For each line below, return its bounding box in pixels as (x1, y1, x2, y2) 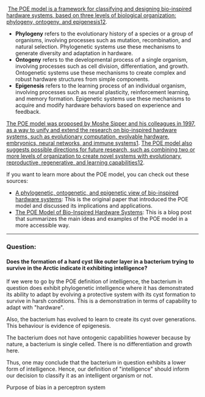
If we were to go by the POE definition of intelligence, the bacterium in (6, 278, 183, 285)
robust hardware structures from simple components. (15, 76, 150, 83)
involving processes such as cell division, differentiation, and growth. (15, 62, 189, 70)
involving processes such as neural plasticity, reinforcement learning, (15, 89, 190, 95)
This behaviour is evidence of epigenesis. (6, 322, 111, 330)
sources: (6, 177, 29, 184)
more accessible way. (15, 221, 70, 229)
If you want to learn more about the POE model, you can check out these (6, 171, 189, 178)
